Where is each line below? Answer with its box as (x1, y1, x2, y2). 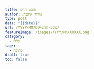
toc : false (5, 57, 27, 62)
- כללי (9, 39, 20, 44)
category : (5, 34, 25, 39)
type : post (5, 16, 27, 21)
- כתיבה (9, 48, 23, 52)
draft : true (5, 52, 29, 57)
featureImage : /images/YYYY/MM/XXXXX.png (5, 30, 90, 34)
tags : (5, 43, 16, 48)
